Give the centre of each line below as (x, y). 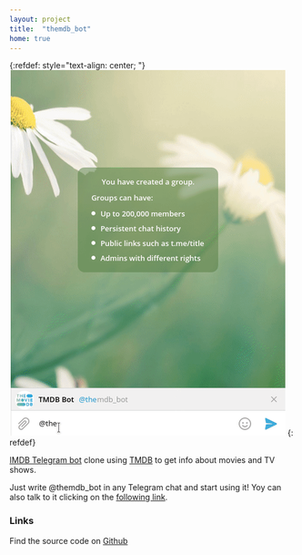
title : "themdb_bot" (50, 29)
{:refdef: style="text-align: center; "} (77, 66)
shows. (23, 470)
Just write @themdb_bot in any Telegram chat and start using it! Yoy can (146, 488)
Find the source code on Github (69, 540)
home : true (30, 38)
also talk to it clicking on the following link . (89, 498)
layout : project (40, 19)
